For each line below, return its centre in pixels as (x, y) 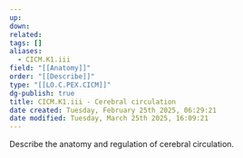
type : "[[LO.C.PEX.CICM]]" (60, 85)
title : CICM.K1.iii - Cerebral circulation (93, 102)
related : (26, 34)
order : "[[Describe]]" (52, 77)
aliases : (26, 51)
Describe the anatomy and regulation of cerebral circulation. (121, 144)
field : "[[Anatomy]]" (50, 69)
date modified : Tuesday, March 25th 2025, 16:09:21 (109, 118)
